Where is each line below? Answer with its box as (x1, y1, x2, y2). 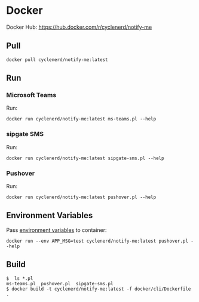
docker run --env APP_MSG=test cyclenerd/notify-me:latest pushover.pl (6, 238, 188, 244)
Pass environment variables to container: (6, 226, 107, 234)
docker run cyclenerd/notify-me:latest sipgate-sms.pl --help (6, 155, 164, 161)
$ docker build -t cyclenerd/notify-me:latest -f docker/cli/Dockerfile (6, 286, 191, 292)
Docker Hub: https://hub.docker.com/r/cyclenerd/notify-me (6, 23, 152, 31)
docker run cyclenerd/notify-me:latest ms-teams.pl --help (6, 116, 157, 122)
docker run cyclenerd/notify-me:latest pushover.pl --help (6, 194, 157, 201)
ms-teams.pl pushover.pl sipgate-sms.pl (6, 280, 114, 286)
